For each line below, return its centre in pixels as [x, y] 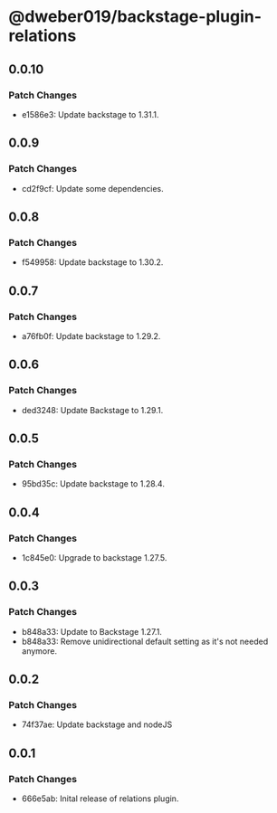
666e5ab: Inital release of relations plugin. [100, 799]
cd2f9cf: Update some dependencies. [92, 188]
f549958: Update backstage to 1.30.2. [92, 262]
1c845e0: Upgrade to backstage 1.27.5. [94, 558]
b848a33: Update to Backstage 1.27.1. [91, 631]
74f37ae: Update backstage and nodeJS [97, 724]
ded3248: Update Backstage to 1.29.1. [92, 410]
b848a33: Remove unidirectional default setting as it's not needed [145, 641]
